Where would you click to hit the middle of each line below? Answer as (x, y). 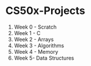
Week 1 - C (27, 33)
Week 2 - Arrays (34, 39)
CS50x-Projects (45, 11)
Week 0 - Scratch (35, 27)
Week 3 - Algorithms (39, 46)
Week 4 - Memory (36, 51)
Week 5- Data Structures (44, 58)
